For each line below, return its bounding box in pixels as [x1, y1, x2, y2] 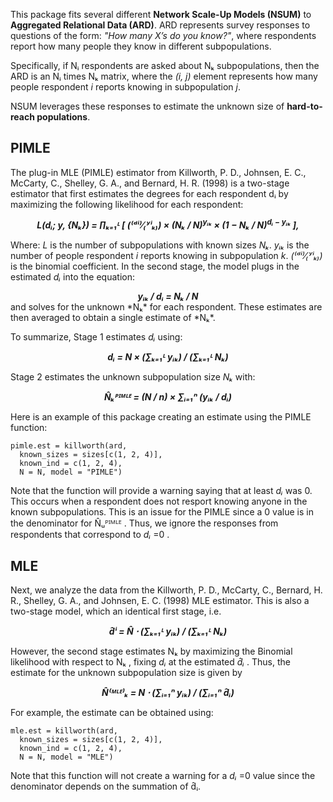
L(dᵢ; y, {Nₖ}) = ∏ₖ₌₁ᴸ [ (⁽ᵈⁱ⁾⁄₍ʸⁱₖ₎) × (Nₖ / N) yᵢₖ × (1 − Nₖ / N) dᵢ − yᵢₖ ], [36, 217, 300, 231]
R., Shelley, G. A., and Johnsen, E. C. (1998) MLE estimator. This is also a [10, 595, 310, 607]
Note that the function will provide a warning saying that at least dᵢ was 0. [10, 485, 313, 497]
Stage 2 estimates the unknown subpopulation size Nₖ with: [10, 371, 256, 383]
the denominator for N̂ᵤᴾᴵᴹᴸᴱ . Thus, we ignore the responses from [10, 517, 279, 529]
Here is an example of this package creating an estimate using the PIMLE [10, 411, 312, 423]
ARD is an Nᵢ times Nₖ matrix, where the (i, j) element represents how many [10, 70, 318, 82]
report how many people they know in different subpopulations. [10, 40, 272, 52]
